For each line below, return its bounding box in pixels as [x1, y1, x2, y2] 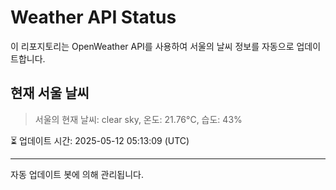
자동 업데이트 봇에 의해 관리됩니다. [10, 168, 144, 180]
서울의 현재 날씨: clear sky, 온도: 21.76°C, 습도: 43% [34, 113, 243, 125]
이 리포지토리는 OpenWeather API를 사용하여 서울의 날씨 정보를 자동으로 [10, 40, 295, 52]
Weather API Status [10, 6, 177, 29]
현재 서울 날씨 [10, 85, 90, 102]
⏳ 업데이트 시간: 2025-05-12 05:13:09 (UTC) [10, 134, 190, 146]
